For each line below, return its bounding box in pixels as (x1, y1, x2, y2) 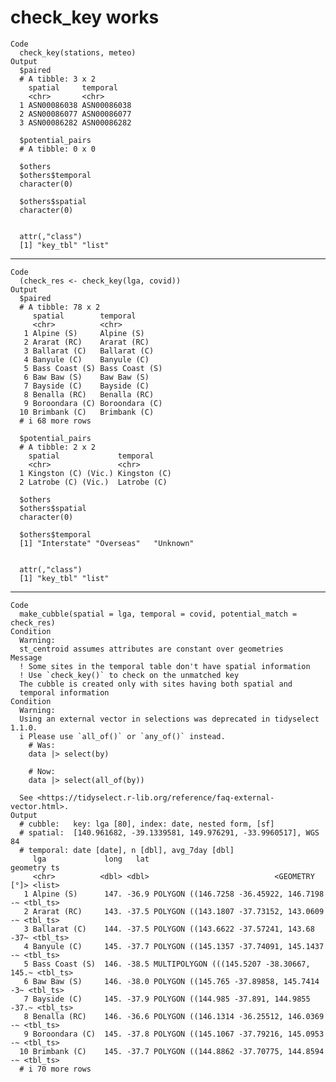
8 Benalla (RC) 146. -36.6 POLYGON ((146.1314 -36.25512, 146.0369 (23, 1011, 325, 1021)
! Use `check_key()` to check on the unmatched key (19, 670, 240, 680)
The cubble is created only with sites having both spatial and (19, 679, 293, 689)
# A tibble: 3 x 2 (19, 74, 97, 84)
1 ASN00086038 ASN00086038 (19, 100, 132, 110)
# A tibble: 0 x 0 (19, 144, 97, 154)
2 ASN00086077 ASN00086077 (19, 109, 132, 119)
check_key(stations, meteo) (19, 47, 137, 58)
